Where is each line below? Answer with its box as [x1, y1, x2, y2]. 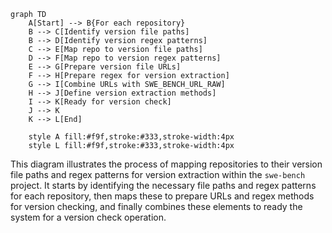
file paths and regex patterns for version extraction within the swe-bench [10, 169, 306, 180]
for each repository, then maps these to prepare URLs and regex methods [10, 190, 315, 202]
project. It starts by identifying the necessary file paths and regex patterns [10, 180, 317, 191]
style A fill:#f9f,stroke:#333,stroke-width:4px [28, 132, 235, 142]
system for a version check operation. [10, 211, 167, 223]
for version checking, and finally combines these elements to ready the [10, 201, 303, 212]
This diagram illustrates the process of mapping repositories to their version [10, 158, 323, 170]
